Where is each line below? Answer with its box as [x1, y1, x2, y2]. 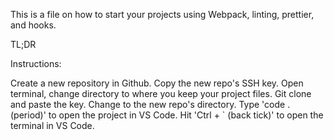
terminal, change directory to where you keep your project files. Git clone [10, 88, 312, 99]
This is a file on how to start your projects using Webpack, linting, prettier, [10, 9, 315, 20]
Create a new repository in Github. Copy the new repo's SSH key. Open [10, 77, 304, 89]
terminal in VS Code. [10, 120, 95, 131]
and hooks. [10, 19, 57, 31]
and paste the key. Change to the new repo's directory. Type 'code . [10, 99, 291, 110]
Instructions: [10, 58, 62, 69]
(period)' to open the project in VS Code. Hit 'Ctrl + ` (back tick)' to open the [10, 109, 324, 121]
